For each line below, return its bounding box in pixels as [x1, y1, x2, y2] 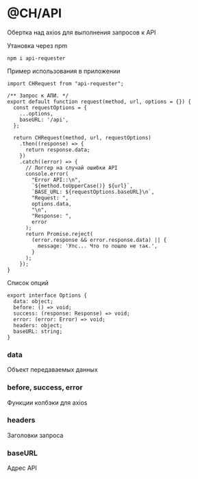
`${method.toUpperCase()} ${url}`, [32, 182, 134, 189]
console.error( [25, 170, 69, 177]
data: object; [13, 298, 53, 304]
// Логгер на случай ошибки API [25, 164, 118, 171]
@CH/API [7, 5, 62, 21]
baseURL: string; [13, 328, 63, 335]
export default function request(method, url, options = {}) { [7, 98, 192, 105]
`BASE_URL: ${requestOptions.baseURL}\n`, [32, 188, 155, 195]
